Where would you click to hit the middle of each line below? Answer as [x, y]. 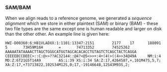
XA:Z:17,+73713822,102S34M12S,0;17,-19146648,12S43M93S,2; [68, 65]
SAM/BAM [18, 7]
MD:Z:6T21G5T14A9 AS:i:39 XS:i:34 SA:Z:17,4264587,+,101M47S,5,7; [83, 61]
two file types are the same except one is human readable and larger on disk [83, 29]
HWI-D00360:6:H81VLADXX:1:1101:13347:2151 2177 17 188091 [83, 43]
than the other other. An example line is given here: [57, 34]
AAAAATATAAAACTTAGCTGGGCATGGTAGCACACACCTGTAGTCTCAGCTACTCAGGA [71, 52]
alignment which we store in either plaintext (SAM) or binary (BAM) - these [82, 23]
